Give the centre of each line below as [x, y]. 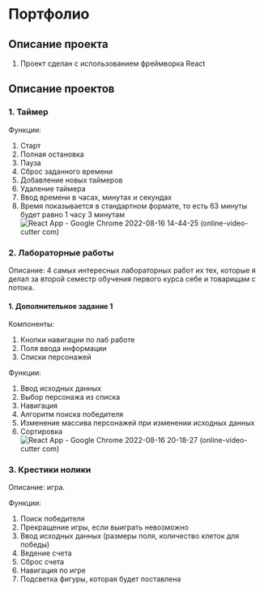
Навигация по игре [53, 571]
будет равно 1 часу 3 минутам [72, 214]
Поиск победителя [52, 519]
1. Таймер [28, 112]
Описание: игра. [37, 487]
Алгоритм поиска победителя [72, 414]
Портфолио [49, 14]
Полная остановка [52, 154]
